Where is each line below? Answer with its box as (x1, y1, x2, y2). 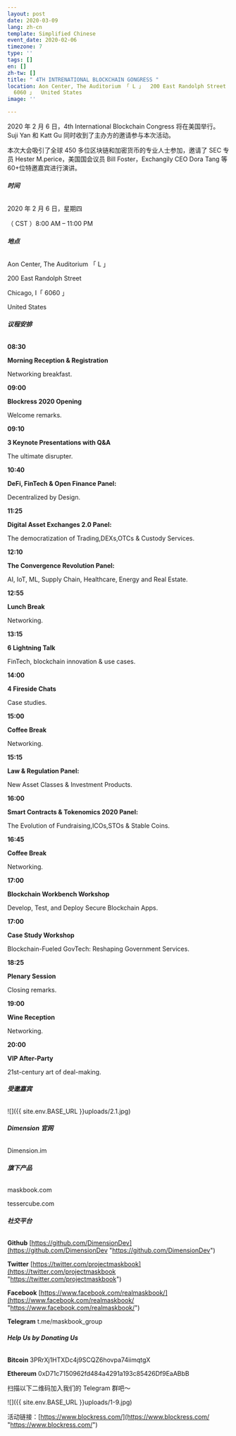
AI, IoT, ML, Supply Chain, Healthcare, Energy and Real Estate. (7, 575, 188, 583)
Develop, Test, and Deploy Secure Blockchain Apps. (7, 903, 159, 912)
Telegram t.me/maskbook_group (7, 1317, 103, 1326)
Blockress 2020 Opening (7, 397, 82, 405)
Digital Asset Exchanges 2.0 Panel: (7, 520, 112, 528)
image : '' (7, 96, 37, 103)
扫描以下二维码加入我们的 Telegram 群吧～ (7, 1384, 131, 1392)
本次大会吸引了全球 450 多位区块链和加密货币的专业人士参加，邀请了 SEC (7, 146, 222, 154)
